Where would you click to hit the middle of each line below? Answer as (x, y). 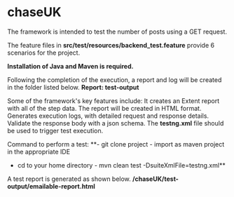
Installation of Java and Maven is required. (70, 66)
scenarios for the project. (44, 53)
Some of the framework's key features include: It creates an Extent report (113, 101)
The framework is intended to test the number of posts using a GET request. (117, 32)
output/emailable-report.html (51, 186)
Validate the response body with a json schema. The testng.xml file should (116, 123)
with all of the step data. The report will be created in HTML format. (104, 108)
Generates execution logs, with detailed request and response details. (108, 116)
